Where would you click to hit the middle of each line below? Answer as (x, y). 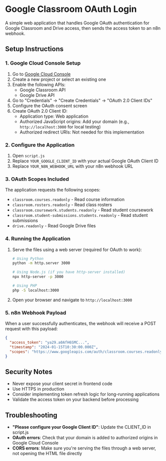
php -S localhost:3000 (36, 290)
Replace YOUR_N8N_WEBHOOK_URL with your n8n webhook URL (73, 166)
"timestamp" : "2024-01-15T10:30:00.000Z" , (54, 347)
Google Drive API (37, 95)
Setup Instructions (34, 49)
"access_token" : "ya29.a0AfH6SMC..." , (50, 342)
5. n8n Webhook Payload (36, 313)
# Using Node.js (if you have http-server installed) (69, 272)
